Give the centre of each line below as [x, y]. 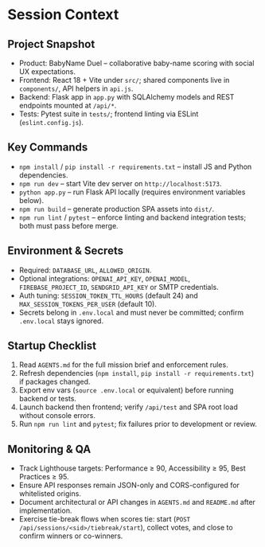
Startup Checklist [52, 346]
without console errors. [57, 416]
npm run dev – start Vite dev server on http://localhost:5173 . [120, 183]
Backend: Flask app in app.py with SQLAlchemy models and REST [127, 97]
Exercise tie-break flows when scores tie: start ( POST [105, 519]
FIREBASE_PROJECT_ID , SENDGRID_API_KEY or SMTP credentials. [119, 287]
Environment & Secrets [66, 251]
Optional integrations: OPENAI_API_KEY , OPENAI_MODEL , [105, 278]
